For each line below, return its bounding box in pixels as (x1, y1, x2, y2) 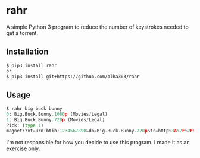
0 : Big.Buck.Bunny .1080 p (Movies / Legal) (6, 111, 108, 118)
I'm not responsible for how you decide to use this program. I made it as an (6, 138, 190, 146)
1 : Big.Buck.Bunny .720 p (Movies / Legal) (6, 116, 105, 122)
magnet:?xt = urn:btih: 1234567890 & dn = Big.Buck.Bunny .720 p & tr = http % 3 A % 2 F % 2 (6, 128, 190, 134)
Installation (6, 47, 49, 57)
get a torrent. (6, 29, 39, 36)
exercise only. (6, 145, 40, 152)
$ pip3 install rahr (6, 62, 58, 68)
